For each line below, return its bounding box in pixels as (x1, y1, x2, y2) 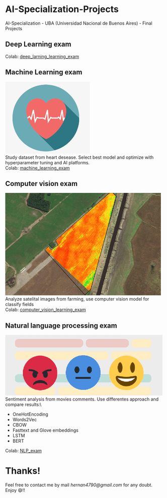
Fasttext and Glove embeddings (12, 427, 79, 433)
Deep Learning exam (5, 40, 71, 49)
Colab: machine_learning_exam (5, 165, 70, 171)
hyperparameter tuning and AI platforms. (5, 159, 90, 165)
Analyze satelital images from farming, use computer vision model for (5, 296, 149, 302)
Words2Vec (12, 417, 37, 423)
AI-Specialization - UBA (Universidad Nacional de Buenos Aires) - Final (5, 20, 152, 26)
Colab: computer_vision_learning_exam (5, 307, 87, 313)
